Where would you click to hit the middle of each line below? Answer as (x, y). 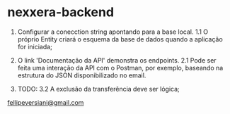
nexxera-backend (61, 12)
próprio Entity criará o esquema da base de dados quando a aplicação (120, 39)
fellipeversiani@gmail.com (46, 102)
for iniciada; (35, 46)
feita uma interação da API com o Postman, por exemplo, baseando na (120, 68)
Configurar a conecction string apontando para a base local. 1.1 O (113, 32)
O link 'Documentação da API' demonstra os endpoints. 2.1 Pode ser (117, 60)
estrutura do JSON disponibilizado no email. (82, 75)
